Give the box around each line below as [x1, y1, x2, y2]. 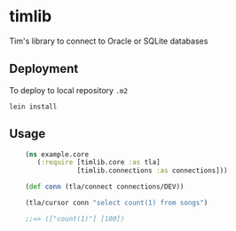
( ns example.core [25, 149, 90, 159]
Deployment [9, 61, 79, 76]
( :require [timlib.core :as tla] [36, 158, 161, 167]
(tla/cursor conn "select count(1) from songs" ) [25, 198, 208, 208]
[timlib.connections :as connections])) [76, 166, 228, 175]
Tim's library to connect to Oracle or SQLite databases [9, 36, 208, 46]
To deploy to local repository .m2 [9, 84, 129, 95]
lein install [9, 102, 58, 111]
